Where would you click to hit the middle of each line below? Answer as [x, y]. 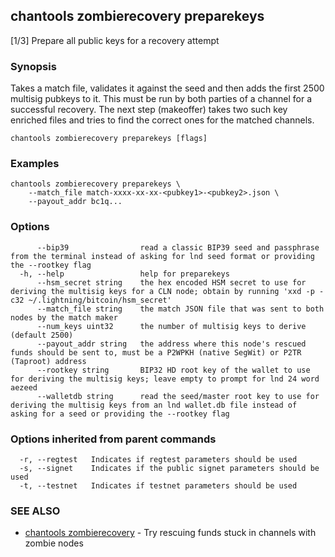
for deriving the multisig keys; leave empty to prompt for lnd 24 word [165, 379]
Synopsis [33, 66]
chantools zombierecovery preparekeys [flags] [109, 139]
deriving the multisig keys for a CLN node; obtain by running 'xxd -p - [167, 291]
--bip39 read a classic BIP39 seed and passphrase [178, 247]
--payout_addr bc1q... [75, 202]
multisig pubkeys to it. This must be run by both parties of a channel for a [161, 99]
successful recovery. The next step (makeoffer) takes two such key [149, 110]
